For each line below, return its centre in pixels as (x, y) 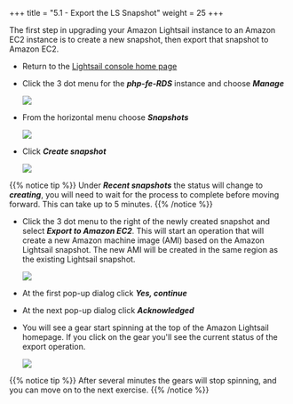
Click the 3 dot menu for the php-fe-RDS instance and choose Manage (153, 83)
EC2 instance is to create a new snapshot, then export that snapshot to (139, 40)
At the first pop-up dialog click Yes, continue (105, 293)
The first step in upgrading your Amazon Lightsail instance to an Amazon (143, 30)
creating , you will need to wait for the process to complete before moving (144, 194)
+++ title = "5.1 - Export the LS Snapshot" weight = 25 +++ (116, 13)
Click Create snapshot (64, 151)
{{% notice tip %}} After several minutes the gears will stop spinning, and (143, 380)
